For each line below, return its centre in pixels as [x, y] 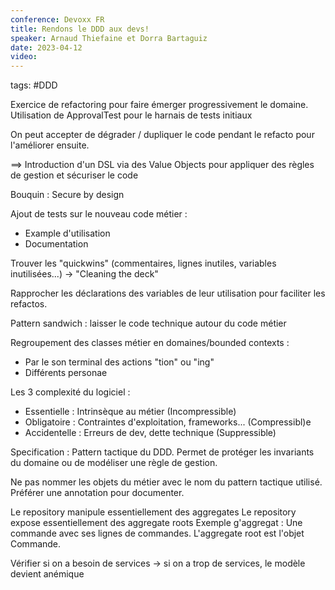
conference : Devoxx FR [57, 19]
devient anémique [47, 574]
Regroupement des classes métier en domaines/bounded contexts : [150, 343]
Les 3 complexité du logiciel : [70, 392]
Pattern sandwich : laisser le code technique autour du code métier [148, 323]
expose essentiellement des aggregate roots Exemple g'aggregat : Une [156, 523]
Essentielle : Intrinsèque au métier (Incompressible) [130, 412]
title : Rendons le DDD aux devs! [80, 29]
